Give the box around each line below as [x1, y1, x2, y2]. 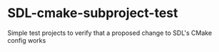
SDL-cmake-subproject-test [7, 5, 178, 21]
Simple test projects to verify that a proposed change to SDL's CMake [7, 28, 213, 37]
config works [7, 36, 46, 44]
